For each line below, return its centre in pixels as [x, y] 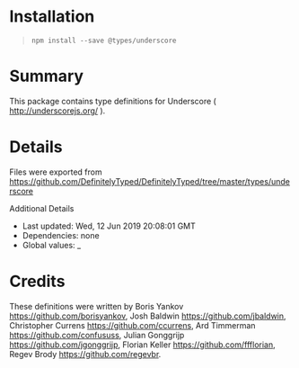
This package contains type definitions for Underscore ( [113, 101]
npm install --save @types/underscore [104, 40]
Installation [52, 17]
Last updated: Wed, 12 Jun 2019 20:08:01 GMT [109, 226]
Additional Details [42, 208]
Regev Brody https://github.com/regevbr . [85, 354]
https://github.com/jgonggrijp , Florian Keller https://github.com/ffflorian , [142, 345]
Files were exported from [56, 172]
